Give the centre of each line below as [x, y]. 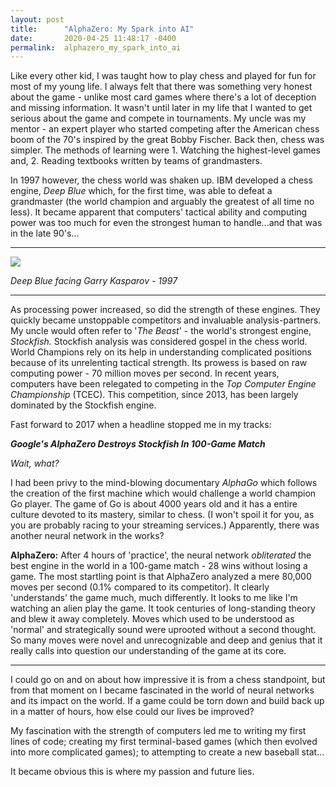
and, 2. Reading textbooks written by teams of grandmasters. [136, 161]
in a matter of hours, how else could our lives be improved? [132, 712]
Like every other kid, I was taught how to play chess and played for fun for [163, 76]
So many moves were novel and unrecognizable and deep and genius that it [166, 640]
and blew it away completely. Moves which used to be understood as [152, 619]
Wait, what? [35, 463]
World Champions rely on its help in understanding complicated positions [161, 352]
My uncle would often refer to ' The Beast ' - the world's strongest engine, [161, 331]
